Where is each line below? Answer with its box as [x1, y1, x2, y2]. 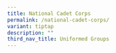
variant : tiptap [7, 23, 54, 30]
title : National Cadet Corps [7, 10, 91, 17]
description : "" [7, 29, 54, 36]
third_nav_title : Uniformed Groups [7, 36, 110, 43]
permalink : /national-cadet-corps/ [7, 17, 110, 23]
